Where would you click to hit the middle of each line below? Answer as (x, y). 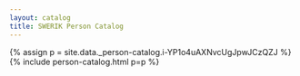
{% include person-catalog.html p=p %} (85, 62)
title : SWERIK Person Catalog (67, 26)
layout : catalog (40, 18)
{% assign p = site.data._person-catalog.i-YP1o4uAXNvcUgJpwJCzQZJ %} (150, 52)
